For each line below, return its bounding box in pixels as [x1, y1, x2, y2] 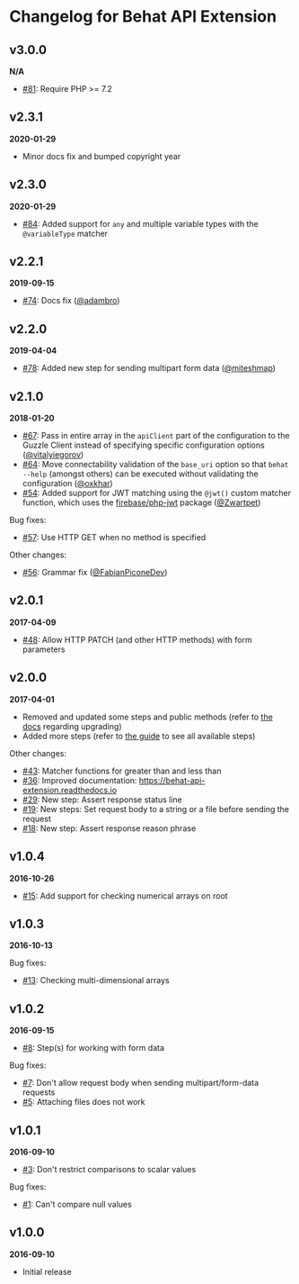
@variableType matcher [22, 228, 109, 239]
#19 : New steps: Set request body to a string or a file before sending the [22, 803, 290, 814]
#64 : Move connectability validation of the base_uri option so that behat [22, 459, 289, 470]
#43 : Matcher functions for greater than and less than [22, 765, 222, 776]
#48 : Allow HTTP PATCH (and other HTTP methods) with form [22, 634, 253, 645]
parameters [22, 644, 66, 655]
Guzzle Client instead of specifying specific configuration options [22, 439, 265, 451]
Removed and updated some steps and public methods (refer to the [22, 711, 274, 722]
